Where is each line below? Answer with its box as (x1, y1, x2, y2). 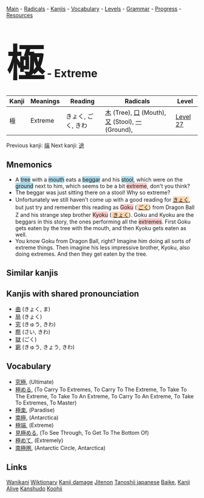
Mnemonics (6, 160, 53, 170)
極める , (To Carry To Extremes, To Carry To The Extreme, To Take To (15, 386, 187, 393)
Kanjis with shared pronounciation (6, 288, 140, 299)
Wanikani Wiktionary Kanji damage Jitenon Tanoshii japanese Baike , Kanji (6, 478, 190, 485)
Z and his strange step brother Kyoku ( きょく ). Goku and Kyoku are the (15, 211, 194, 218)
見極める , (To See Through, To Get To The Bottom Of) (15, 429, 149, 436)
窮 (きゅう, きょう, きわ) (15, 343, 75, 350)
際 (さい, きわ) (15, 328, 50, 335)
